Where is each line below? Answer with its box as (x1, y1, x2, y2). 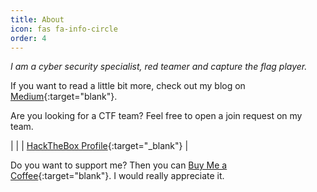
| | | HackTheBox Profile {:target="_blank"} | (10, 140, 189, 152)
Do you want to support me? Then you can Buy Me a (10, 159, 228, 171)
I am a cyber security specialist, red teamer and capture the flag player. (10, 61, 308, 73)
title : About (10, 14, 65, 25)
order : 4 (10, 33, 47, 43)
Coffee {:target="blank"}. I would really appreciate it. (10, 170, 225, 182)
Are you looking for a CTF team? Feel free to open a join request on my (10, 110, 303, 122)
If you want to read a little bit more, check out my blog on (10, 80, 246, 92)
